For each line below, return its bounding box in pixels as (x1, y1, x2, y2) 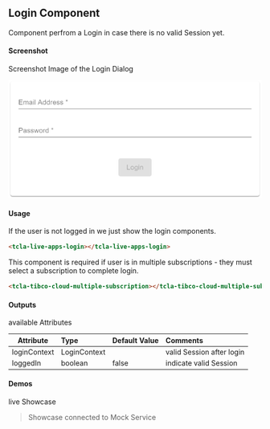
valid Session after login (166, 347, 245, 357)
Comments (166, 335, 203, 345)
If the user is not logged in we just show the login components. (8, 227, 217, 236)
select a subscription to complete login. (8, 266, 139, 276)
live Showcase (8, 397, 56, 407)
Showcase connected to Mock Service (27, 413, 157, 423)
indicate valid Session (166, 358, 238, 368)
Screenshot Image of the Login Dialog (8, 64, 134, 74)
